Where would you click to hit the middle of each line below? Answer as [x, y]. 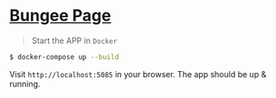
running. [25, 84]
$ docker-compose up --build [64, 57]
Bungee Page [60, 16]
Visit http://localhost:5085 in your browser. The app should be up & [138, 74]
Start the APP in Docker [74, 40]
